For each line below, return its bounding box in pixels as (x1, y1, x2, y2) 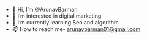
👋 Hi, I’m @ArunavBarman (12, 6, 78, 13)
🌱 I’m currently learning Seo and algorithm (12, 19, 119, 26)
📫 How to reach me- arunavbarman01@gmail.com (12, 26, 141, 33)
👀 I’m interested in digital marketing (12, 12, 102, 19)
